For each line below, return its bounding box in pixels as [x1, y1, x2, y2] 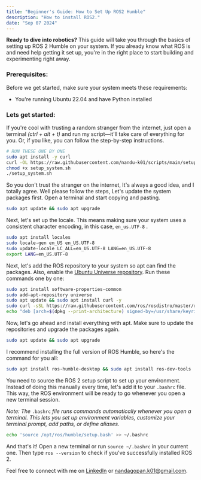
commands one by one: [6, 275, 65, 282]
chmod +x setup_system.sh [6, 165, 71, 171]
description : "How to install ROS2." [6, 14, 100, 20]
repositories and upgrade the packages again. [6, 326, 120, 333]
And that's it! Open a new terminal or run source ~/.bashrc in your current [6, 442, 188, 449]
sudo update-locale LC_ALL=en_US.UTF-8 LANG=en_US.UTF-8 [6, 245, 151, 251]
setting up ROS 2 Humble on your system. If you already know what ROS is [6, 42, 191, 50]
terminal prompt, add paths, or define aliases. [6, 420, 120, 427]
